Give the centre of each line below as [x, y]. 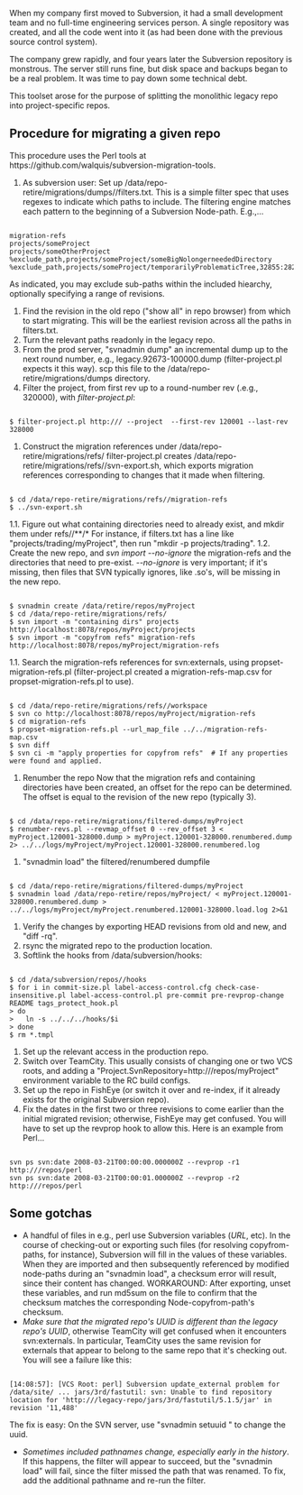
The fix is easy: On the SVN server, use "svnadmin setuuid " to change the [147, 1425]
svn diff [34, 745]
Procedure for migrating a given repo [115, 134]
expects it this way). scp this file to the [94, 368]
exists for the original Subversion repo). [96, 1099]
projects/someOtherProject [60, 252]
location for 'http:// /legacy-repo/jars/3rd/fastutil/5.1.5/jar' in [141, 1400]
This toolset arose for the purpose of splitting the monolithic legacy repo [144, 96]
